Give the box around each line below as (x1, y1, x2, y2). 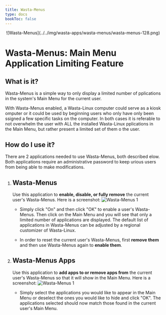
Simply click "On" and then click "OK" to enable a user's (19, 206, 134, 212)
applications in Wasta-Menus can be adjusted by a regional (19, 222, 141, 228)
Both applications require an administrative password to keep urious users (5, 159, 157, 165)
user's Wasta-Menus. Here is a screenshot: (12, 197, 101, 202)
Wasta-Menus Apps (12, 256, 76, 265)
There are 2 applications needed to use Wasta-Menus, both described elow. (5, 154, 160, 159)
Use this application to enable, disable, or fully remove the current (12, 192, 149, 197)
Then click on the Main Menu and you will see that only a (36, 212, 152, 217)
